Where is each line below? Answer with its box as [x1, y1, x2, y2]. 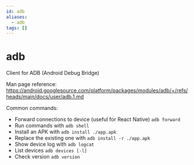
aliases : [6, 14, 28, 20]
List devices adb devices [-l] [14, 147, 87, 154]
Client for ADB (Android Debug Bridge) [6, 70, 100, 77]
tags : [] [6, 25, 28, 31]
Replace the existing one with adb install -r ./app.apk [14, 135, 151, 142]
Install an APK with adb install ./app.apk [14, 128, 117, 135]
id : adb [6, 8, 25, 15]
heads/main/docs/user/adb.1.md [6, 93, 84, 100]
